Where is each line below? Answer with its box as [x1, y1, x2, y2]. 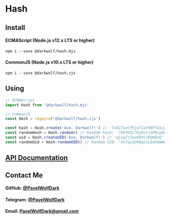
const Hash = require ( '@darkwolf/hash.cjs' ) [5, 116, 101, 122]
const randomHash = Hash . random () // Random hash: [5, 130, 114, 135]
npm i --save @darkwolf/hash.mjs [5, 49, 76, 54]
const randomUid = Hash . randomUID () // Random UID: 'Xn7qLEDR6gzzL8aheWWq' [5, 139, 168, 144]
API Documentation [5, 154, 68, 162]
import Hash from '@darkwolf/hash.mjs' [5, 102, 90, 107]
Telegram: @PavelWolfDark [5, 196, 65, 203]
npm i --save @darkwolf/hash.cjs [5, 70, 76, 76]
